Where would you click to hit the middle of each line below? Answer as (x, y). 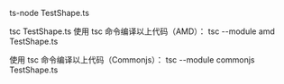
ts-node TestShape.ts (50, 13)
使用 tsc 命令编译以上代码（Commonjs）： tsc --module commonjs (132, 60)
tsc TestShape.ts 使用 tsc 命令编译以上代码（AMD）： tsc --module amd (142, 31)
